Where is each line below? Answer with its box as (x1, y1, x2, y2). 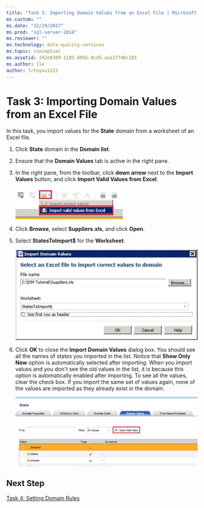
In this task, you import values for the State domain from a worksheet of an (6, 128, 194, 135)
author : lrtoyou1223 (6, 67, 59, 74)
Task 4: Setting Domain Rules (6, 494, 80, 501)
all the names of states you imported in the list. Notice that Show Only (15, 352, 191, 360)
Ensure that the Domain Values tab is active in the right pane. (15, 157, 169, 165)
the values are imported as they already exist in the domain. (15, 385, 165, 392)
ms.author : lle (6, 61, 45, 67)
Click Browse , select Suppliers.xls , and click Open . (15, 225, 145, 233)
